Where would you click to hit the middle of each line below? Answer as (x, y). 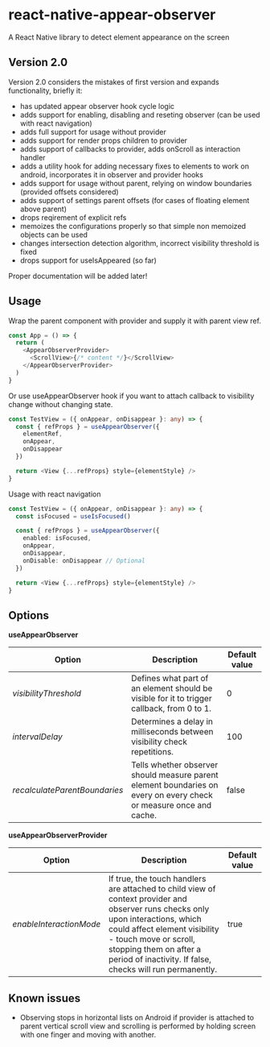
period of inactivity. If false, (160, 959)
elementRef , (43, 434)
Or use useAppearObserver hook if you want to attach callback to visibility (131, 396)
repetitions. (153, 752)
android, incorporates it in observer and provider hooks (111, 174)
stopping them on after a (155, 949)
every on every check (172, 796)
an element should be (172, 688)
